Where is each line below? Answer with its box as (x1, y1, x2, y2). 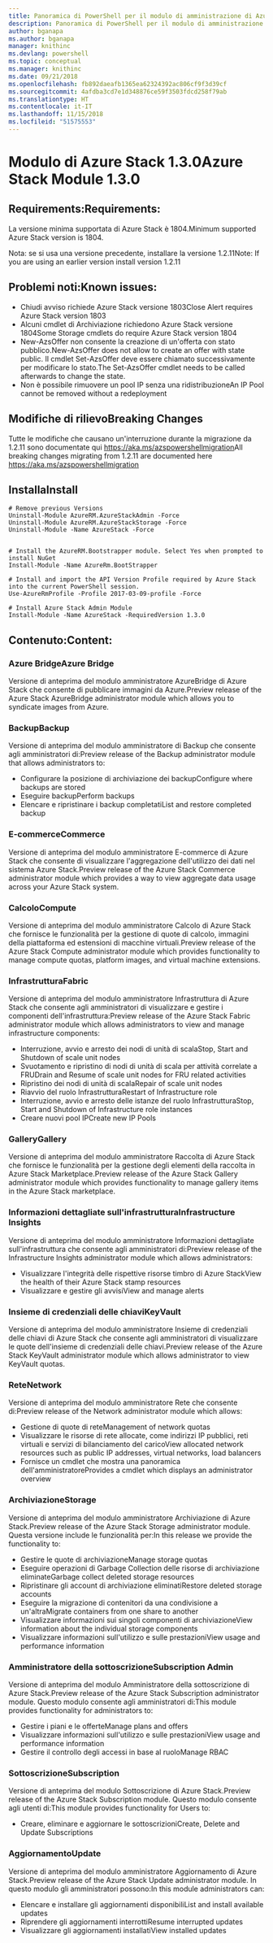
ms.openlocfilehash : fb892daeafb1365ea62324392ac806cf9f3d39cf (8, 80, 227, 88)
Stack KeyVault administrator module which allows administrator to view (8, 1350, 250, 1360)
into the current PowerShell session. (8, 583, 140, 591)
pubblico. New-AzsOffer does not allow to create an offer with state (19, 345, 245, 354)
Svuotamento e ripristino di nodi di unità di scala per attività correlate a (19, 1062, 258, 1071)
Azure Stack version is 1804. (8, 233, 104, 242)
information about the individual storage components (19, 1624, 198, 1633)
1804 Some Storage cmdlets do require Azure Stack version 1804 (19, 328, 237, 337)
